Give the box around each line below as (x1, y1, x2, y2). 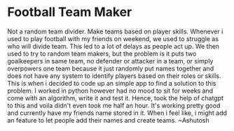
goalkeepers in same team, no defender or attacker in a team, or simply (7, 56, 214, 65)
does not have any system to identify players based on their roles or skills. (7, 71, 221, 80)
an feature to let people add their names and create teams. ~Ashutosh (7, 116, 209, 124)
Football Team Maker (7, 4, 132, 20)
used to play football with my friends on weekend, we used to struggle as (7, 34, 219, 43)
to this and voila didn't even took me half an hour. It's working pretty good (7, 101, 221, 109)
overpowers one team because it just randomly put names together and (7, 64, 214, 72)
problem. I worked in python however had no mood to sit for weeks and (7, 86, 214, 95)
